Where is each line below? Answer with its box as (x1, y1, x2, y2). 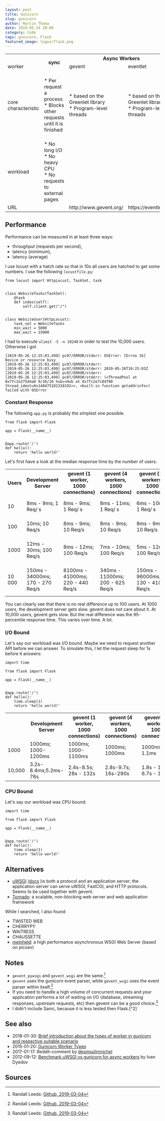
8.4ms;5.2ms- (29, 767, 64, 774)
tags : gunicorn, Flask (5, 35, 52, 40)
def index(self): (14, 299, 50, 304)
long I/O (44, 146, 63, 153)
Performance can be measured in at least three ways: (5, 233, 114, 239)
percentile (5, 617, 26, 623)
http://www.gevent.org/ (69, 204, 124, 211)
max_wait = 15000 (14, 330, 50, 335)
